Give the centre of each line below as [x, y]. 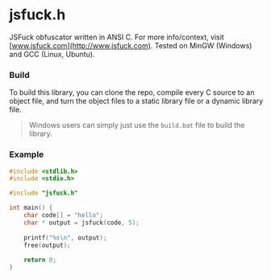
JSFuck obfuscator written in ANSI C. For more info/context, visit [117, 37]
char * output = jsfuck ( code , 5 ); [81, 223]
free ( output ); [47, 245]
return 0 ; [40, 260]
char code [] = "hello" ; [64, 215]
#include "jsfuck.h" [44, 193]
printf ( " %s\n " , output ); [65, 238]
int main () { [31, 208]
